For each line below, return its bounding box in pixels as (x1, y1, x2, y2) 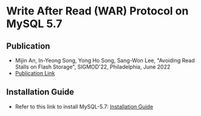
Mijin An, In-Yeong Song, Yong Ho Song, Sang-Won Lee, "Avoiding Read (15, 57, 195, 64)
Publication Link (15, 70, 56, 76)
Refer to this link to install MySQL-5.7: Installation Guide (15, 103, 153, 110)
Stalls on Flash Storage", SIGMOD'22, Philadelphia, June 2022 (15, 63, 171, 70)
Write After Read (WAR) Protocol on (6, 4, 189, 18)
